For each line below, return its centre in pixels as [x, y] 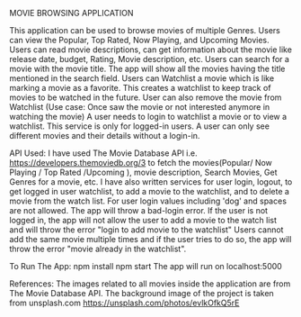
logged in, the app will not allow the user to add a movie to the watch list [143, 220]
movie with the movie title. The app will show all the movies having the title [147, 68]
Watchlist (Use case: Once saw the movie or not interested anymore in [140, 107]
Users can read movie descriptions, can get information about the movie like [150, 50]
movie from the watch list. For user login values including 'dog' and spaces [148, 201]
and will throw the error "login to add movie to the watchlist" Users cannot [146, 230]
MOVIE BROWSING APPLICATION [71, 13]
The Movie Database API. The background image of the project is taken [142, 293]
